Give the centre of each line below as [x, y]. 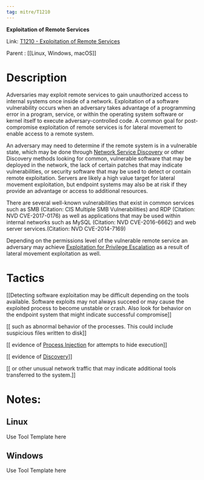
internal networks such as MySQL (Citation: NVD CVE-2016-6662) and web [101, 222]
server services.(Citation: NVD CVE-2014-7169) [66, 228]
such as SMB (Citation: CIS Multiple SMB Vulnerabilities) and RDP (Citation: [101, 209]
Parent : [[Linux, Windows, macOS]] [51, 53]
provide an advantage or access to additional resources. [77, 191]
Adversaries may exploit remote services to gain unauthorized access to [97, 95]
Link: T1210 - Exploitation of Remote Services [63, 41]
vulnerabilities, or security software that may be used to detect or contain [99, 171]
